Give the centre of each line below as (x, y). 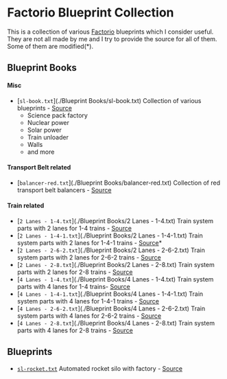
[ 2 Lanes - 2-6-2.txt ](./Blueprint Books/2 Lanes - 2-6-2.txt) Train (111, 250)
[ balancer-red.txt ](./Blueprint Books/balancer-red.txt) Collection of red (119, 183)
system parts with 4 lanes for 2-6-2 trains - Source (89, 315)
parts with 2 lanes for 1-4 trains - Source (74, 228)
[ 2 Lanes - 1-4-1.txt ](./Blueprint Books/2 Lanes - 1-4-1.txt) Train (110, 236)
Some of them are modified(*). (50, 46)
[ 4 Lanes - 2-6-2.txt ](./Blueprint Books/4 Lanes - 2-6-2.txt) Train (111, 308)
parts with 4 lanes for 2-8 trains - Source (75, 330)
